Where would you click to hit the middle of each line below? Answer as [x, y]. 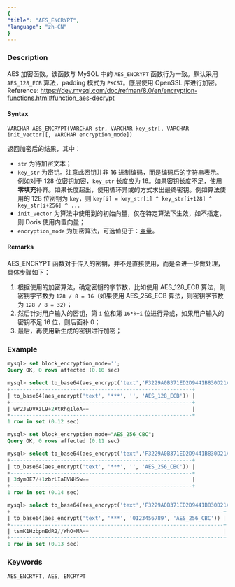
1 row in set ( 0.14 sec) [43, 493]
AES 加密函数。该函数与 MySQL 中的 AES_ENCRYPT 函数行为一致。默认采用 [113, 73]
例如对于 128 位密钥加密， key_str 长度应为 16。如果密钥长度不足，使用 [120, 181]
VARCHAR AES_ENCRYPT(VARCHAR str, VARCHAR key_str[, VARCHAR [98, 129]
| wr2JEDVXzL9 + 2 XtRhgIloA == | [101, 409]
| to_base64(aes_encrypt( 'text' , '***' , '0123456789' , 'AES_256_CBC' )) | [117, 518]
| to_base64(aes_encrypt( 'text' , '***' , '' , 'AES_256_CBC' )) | [101, 466]
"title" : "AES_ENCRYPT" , [43, 20]
